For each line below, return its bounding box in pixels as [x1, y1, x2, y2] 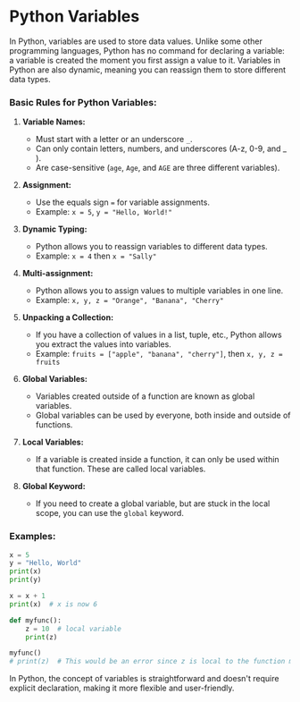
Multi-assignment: [21, 268, 94, 279]
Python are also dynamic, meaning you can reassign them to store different [9, 64, 287, 75]
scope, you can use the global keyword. [35, 508, 185, 519]
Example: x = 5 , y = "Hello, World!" [35, 207, 172, 217]
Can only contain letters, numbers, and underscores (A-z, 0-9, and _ [35, 143, 287, 154]
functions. [35, 419, 73, 430]
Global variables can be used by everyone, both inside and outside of [35, 410, 292, 421]
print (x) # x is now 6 [9, 599, 98, 609]
